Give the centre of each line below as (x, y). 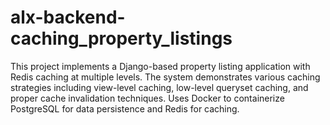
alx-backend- (68, 17)
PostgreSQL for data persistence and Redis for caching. (125, 108)
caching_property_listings (121, 38)
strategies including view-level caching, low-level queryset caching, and (159, 87)
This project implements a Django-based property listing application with (160, 66)
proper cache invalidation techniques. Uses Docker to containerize (147, 98)
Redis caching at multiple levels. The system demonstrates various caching (165, 77)
